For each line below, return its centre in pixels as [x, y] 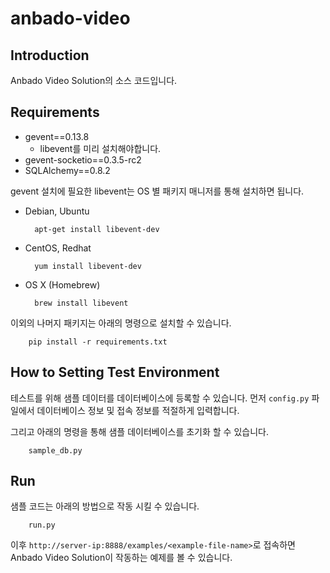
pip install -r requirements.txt [98, 342]
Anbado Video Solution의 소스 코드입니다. [94, 80]
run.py [42, 525]
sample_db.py [55, 450]
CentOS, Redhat [58, 248]
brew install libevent [81, 303]
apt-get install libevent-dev [97, 229]
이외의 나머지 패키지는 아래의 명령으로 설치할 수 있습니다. [121, 323]
